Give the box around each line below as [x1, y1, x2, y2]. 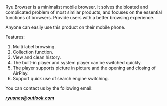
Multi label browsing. [12, 44, 56, 49]
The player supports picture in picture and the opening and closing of [12, 65, 156, 71]
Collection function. [12, 49, 54, 55]
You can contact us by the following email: [5, 85, 93, 91]
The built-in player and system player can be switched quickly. [12, 60, 142, 65]
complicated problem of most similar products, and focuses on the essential [5, 9, 162, 15]
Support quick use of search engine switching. [12, 76, 109, 81]
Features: [5, 34, 25, 40]
